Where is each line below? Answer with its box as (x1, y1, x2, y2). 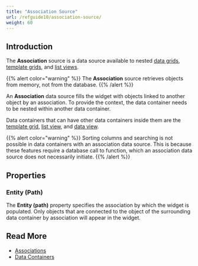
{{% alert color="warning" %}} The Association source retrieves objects (6, 75, 184, 82)
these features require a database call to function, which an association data (6, 147, 193, 154)
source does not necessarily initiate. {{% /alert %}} (6, 153, 131, 160)
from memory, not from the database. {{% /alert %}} (6, 81, 134, 89)
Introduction (6, 41, 53, 51)
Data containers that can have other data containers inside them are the (6, 116, 181, 124)
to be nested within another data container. (6, 105, 111, 112)
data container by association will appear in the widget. (6, 214, 141, 221)
